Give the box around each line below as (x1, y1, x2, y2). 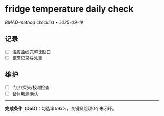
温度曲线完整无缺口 (12, 49, 51, 55)
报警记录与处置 (12, 55, 42, 60)
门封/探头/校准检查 (12, 84, 50, 90)
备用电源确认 (12, 90, 38, 96)
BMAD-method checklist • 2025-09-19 (5, 19, 83, 25)
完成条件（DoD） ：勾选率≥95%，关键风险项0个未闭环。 (5, 105, 117, 111)
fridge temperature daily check (5, 3, 134, 15)
